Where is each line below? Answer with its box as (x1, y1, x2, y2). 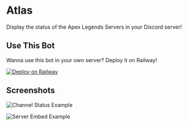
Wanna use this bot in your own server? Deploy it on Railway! (6, 56, 157, 63)
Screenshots (6, 85, 55, 96)
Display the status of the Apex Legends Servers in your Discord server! (6, 23, 182, 30)
